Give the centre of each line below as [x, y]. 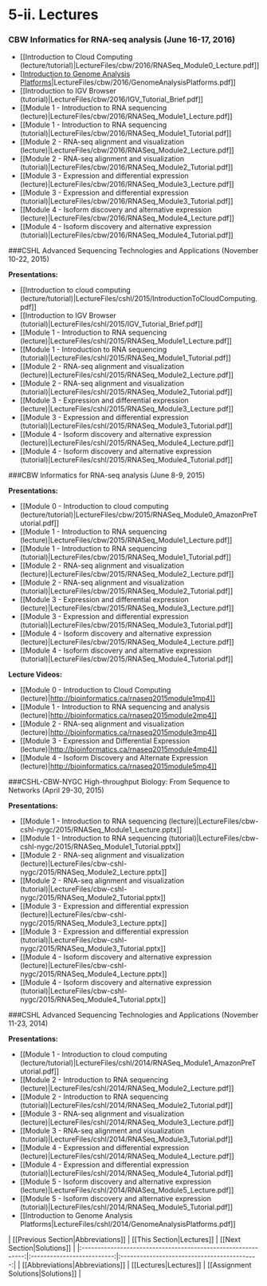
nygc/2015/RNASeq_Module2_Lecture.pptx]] [93, 872]
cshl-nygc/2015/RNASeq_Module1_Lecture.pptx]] [101, 830]
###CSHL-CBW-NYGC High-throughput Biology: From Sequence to [119, 782]
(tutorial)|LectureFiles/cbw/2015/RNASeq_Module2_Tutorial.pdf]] [126, 591]
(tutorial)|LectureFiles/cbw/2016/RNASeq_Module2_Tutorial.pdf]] [126, 167]
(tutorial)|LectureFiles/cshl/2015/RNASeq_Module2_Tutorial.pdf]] [126, 392]
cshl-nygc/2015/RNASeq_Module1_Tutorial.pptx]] [100, 847]
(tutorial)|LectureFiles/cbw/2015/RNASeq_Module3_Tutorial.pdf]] [126, 625]
